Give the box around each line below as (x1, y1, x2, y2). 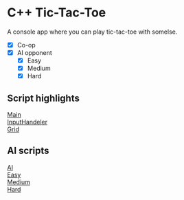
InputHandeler (7, 118, 48, 126)
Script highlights (7, 92, 80, 104)
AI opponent (16, 49, 53, 56)
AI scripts (7, 145, 49, 157)
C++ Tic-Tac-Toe (7, 5, 106, 21)
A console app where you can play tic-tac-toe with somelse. (7, 27, 178, 36)
